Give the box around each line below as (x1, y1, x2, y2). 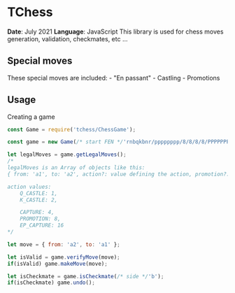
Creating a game (7, 113, 55, 121)
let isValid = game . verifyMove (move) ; (7, 253, 120, 261)
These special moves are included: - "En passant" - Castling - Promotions (7, 73, 220, 82)
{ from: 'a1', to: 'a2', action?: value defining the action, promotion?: (7, 171, 230, 178)
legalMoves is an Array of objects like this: (7, 164, 145, 171)
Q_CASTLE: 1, (20, 190, 58, 196)
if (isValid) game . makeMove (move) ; (7, 260, 108, 267)
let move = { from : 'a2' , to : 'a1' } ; (7, 241, 120, 248)
